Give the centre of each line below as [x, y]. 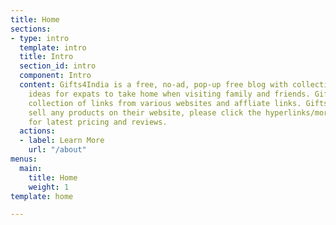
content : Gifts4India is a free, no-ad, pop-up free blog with [153, 85]
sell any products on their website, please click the [145, 112]
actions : [37, 131]
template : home [42, 196]
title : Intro [46, 57]
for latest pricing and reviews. [98, 122]
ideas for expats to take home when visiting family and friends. [169, 94]
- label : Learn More [62, 141]
